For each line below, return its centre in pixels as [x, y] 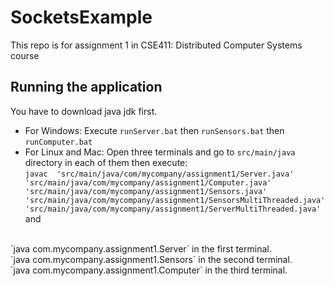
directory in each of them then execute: [106, 162]
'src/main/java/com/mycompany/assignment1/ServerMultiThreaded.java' [173, 209]
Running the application [86, 87]
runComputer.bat [58, 142]
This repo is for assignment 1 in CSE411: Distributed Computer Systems [156, 45]
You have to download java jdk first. [84, 111]
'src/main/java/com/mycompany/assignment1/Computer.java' [148, 182]
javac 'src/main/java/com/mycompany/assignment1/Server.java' [159, 174]
